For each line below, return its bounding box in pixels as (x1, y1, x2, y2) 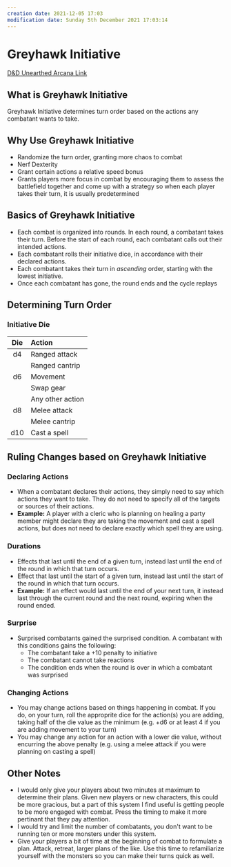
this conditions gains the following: (17, 641, 117, 649)
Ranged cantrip (30, 360, 81, 370)
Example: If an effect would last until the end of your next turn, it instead (17, 586, 224, 595)
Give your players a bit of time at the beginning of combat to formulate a (17, 837, 223, 845)
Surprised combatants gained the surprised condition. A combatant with (17, 634, 223, 642)
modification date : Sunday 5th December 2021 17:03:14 (7, 17, 168, 23)
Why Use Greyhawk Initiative (7, 134, 134, 146)
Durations (7, 541, 41, 551)
